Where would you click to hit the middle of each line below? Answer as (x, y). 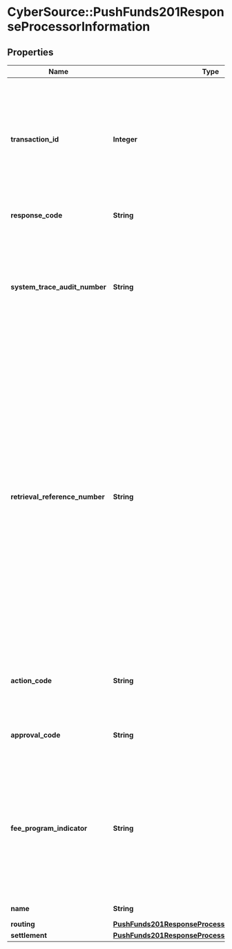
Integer (125, 139)
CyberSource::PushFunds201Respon (116, 12)
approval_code (36, 735)
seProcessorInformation (79, 27)
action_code (31, 681)
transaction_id (35, 139)
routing (23, 924)
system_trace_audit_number (59, 287)
